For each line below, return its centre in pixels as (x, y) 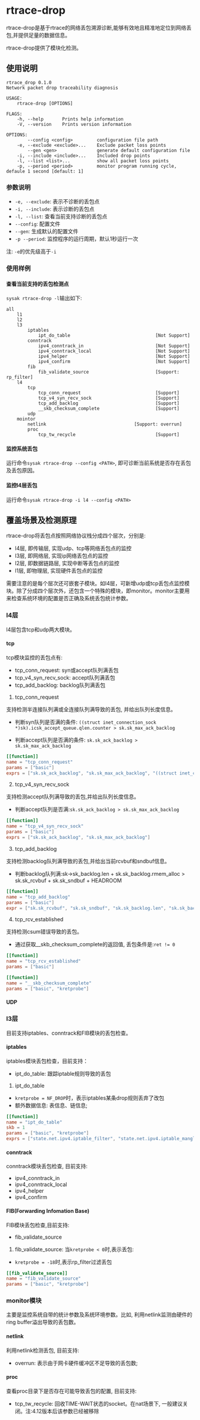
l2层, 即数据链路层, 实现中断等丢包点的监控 (67, 563)
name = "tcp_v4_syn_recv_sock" (45, 826)
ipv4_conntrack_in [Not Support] (114, 346)
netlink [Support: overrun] (105, 424)
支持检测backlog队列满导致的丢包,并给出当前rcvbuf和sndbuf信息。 (88, 861)
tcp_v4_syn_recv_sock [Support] (109, 398)
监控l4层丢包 (22, 485)
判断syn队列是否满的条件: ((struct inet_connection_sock (85, 722)
